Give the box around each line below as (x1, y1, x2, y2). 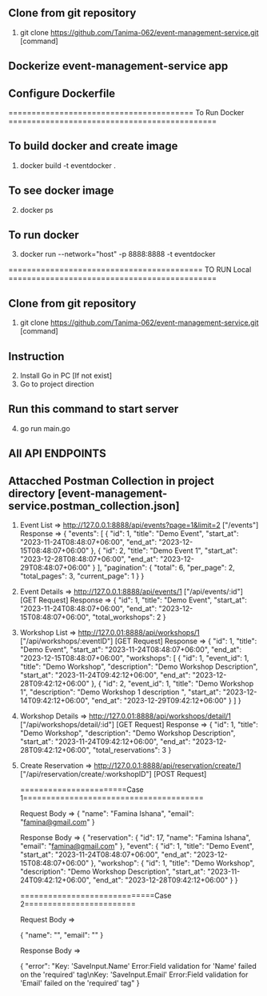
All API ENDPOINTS (8, 447, 106, 461)
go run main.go (19, 423, 70, 433)
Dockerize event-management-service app (8, 59, 229, 73)
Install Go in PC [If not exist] (19, 371, 113, 381)
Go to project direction (19, 379, 94, 389)
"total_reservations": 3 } (92, 746, 172, 755)
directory (8, 486, 56, 500)
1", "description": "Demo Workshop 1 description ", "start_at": (19, 687, 221, 697)
